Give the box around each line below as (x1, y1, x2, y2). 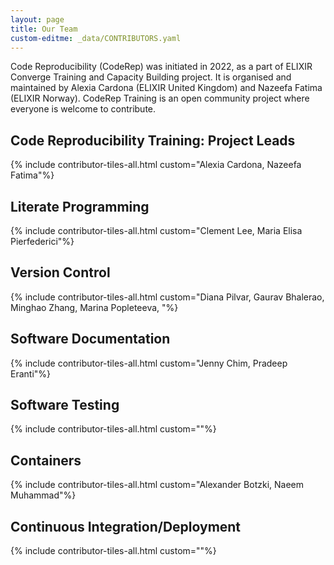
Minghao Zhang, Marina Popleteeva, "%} (10, 301, 179, 313)
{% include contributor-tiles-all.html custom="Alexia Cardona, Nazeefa (10, 159, 302, 171)
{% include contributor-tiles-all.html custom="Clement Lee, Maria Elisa (10, 225, 303, 236)
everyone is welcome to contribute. (10, 103, 157, 115)
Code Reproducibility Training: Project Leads (10, 132, 296, 149)
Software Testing (10, 397, 120, 414)
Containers (10, 452, 82, 469)
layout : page (10, 14, 65, 25)
